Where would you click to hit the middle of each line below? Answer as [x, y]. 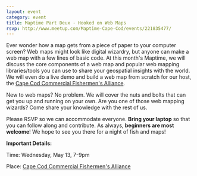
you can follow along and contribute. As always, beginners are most [90, 125]
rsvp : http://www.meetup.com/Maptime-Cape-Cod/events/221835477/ [89, 28]
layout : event [24, 12]
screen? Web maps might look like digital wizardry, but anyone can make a [98, 52]
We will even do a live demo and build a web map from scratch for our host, [99, 77]
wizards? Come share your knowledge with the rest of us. [77, 107]
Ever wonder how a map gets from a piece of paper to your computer [91, 45]
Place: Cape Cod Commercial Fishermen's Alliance [68, 166]
